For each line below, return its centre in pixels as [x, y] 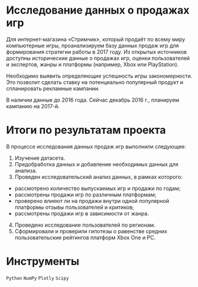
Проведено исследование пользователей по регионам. [85, 225]
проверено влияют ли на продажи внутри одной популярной [92, 201]
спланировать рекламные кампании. [53, 88]
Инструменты [43, 262]
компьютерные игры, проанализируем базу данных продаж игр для [92, 46]
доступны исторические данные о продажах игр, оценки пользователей [98, 58]
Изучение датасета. [40, 158]
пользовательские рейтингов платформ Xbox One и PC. [85, 237]
